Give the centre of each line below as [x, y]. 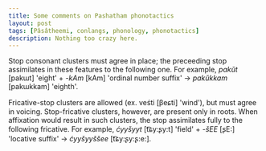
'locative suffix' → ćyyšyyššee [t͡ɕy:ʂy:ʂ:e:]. [80, 139]
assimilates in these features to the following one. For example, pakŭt [123, 70]
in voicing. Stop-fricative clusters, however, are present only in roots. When [133, 112]
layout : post [30, 23]
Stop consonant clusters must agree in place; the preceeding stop [118, 61]
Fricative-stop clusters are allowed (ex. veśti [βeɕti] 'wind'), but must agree [133, 103]
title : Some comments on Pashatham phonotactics [91, 16]
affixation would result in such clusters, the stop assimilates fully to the [126, 120]
